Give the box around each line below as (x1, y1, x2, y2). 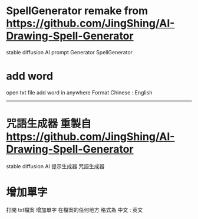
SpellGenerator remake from (6, 4, 148, 18)
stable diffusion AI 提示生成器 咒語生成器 (6, 162, 105, 169)
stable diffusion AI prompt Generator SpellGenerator (6, 48, 133, 55)
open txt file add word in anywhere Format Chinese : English (6, 89, 153, 96)
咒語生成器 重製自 (6, 117, 91, 130)
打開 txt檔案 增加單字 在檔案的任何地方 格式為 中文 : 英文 (6, 206, 143, 213)
